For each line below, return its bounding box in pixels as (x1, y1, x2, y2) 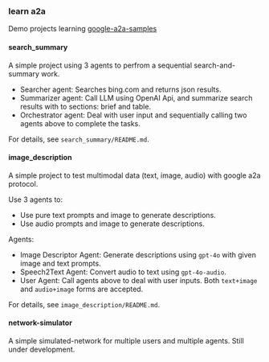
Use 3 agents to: (8, 195, 63, 204)
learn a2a (8, 6, 46, 17)
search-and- (194, 60, 235, 70)
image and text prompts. (19, 258, 102, 268)
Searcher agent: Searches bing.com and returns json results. (19, 84, 222, 94)
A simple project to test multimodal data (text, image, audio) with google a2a (8, 171, 261, 180)
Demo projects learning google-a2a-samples (8, 24, 157, 34)
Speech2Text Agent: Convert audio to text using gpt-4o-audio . (19, 267, 227, 277)
